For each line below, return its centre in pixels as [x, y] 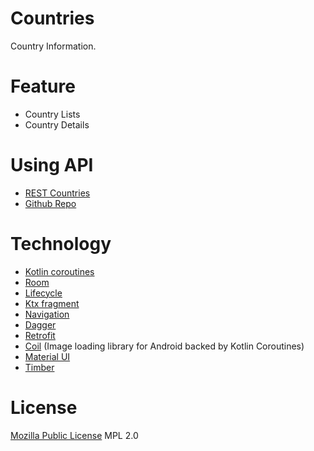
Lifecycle [43, 293]
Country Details [57, 124]
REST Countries [57, 193]
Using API [52, 165]
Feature [43, 86]
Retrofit [40, 335]
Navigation [47, 314]
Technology [61, 244]
